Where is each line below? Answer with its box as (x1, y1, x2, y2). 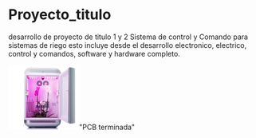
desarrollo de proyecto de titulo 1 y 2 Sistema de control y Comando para (8, 32, 249, 41)
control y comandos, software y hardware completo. (8, 49, 181, 58)
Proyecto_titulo (8, 6, 112, 24)
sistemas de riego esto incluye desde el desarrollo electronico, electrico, (8, 40, 247, 49)
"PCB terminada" (79, 122, 136, 132)
